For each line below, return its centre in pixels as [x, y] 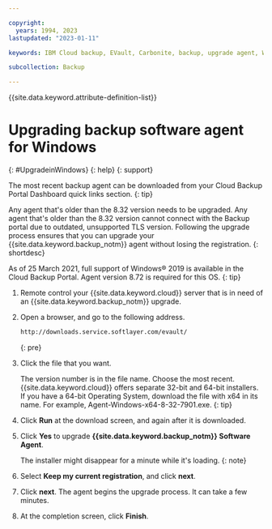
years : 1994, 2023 [47, 30]
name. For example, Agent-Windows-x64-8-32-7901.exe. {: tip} [126, 404]
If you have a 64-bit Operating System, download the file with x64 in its [139, 396]
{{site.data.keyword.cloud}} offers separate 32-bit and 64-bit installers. [139, 387]
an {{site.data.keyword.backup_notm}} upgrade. [101, 301]
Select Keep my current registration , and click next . [108, 476]
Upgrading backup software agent [126, 130]
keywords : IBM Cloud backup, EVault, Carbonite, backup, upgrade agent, [134, 53]
